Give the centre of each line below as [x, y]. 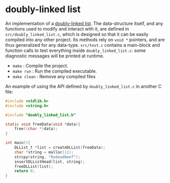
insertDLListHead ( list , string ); [50, 162]
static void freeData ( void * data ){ [43, 124]
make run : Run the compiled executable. [55, 71]
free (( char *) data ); [36, 129]
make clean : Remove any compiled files [54, 76]
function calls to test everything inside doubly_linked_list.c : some [76, 50]
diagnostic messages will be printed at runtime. [55, 56]
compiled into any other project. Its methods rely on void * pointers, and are [85, 40]
